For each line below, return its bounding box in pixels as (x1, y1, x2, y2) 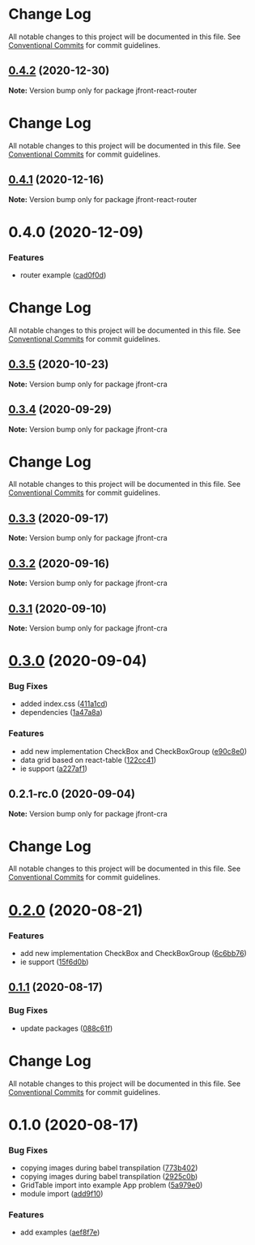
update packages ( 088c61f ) (19, 1023, 113, 1033)
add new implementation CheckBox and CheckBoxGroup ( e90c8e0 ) (19, 746, 247, 756)
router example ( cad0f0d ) (19, 269, 107, 280)
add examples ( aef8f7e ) (19, 1227, 100, 1238)
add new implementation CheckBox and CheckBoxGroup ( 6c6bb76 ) (19, 948, 247, 958)
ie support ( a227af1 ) (19, 764, 87, 773)
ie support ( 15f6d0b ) (19, 957, 89, 967)
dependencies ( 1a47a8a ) (19, 708, 103, 717)
